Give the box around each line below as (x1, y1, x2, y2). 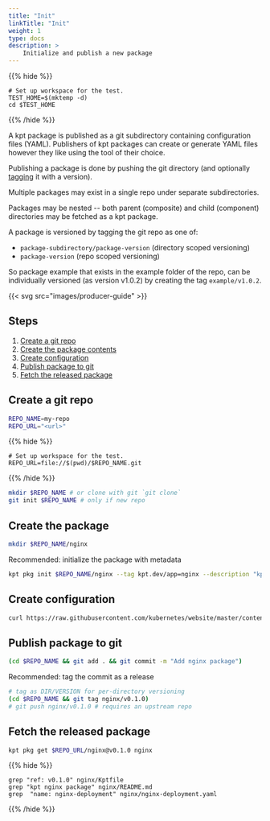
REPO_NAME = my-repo (8, 415, 70, 423)
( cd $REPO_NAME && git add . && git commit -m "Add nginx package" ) (8, 658, 243, 666)
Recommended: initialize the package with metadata (8, 555, 182, 564)
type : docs (8, 34, 45, 43)
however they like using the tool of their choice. (8, 148, 166, 157)
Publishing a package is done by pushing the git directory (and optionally (8, 163, 251, 173)
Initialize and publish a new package (22, 49, 153, 57)
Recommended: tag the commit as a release (8, 672, 154, 682)
